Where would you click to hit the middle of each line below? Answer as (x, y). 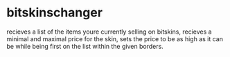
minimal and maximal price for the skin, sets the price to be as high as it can (115, 38)
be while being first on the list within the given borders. (85, 46)
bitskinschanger (55, 13)
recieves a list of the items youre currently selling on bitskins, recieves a (109, 32)
